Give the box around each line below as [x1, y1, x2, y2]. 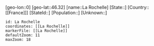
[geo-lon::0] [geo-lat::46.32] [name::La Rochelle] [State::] [5, 5, 127, 10]
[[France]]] [5, 10, 28, 16]
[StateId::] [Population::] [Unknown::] [29, 10, 107, 16]
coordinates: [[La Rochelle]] [5, 24, 70, 29]
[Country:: [127, 5, 149, 10]
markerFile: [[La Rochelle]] [5, 28, 68, 33]
